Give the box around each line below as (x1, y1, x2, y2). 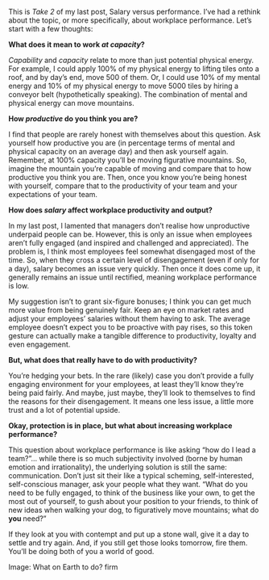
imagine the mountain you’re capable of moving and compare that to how (8, 164, 252, 173)
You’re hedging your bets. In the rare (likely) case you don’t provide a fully (8, 371, 255, 380)
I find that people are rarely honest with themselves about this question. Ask (8, 129, 262, 139)
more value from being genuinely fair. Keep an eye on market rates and (8, 305, 244, 314)
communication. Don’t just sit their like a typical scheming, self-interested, (8, 471, 255, 480)
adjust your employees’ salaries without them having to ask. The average (8, 314, 251, 323)
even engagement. (8, 339, 71, 349)
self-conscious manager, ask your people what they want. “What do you (8, 480, 248, 489)
